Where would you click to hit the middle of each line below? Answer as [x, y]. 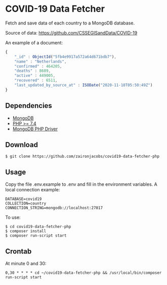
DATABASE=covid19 [24, 199]
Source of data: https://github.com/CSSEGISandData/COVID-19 [71, 33]
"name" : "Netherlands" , [40, 62]
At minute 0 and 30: [26, 264]
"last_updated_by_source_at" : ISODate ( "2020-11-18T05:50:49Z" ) [83, 85]
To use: [13, 217]
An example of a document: [34, 42]
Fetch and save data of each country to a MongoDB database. [70, 23]
